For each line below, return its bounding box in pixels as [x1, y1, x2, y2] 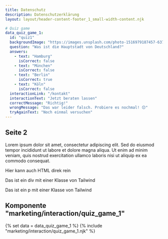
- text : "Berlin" [14, 72, 50, 78]
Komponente [5, 201, 46, 210]
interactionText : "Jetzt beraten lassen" [9, 96, 97, 101]
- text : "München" [14, 63, 52, 68]
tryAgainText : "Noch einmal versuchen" [9, 110, 93, 115]
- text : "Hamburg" [14, 54, 52, 59]
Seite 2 [5, 129, 27, 137]
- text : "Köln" [14, 82, 46, 87]
